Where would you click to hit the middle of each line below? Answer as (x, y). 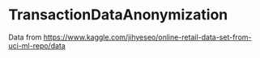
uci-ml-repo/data (37, 45)
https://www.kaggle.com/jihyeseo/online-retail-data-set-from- (147, 37)
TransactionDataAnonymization (118, 15)
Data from (25, 37)
